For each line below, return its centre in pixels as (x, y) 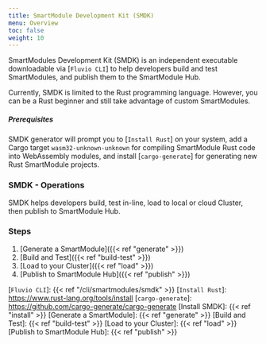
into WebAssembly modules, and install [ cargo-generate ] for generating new (133, 157)
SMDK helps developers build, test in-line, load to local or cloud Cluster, (126, 203)
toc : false (26, 30)
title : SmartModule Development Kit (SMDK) (81, 15)
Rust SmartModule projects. (54, 164)
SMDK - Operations (46, 185)
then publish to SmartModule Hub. (64, 211)
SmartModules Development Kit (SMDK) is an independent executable (123, 60)
